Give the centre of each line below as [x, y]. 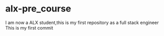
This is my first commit [29, 27]
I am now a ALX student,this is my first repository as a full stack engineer [82, 22]
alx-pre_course [38, 9]
